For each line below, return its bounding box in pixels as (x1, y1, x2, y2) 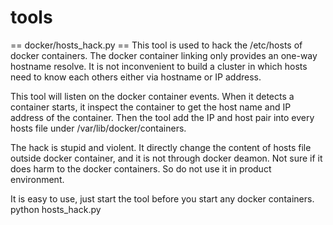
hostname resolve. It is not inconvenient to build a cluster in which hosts (10, 60, 308, 72)
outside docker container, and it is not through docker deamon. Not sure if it (10, 152, 323, 164)
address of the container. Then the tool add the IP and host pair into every (10, 111, 315, 123)
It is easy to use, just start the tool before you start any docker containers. (10, 192, 315, 205)
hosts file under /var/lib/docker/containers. (10, 122, 187, 134)
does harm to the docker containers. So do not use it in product (10, 162, 272, 175)
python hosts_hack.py (10, 203, 102, 215)
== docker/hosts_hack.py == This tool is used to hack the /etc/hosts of (10, 39, 303, 51)
